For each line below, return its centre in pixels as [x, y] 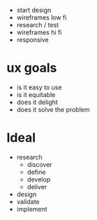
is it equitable [36, 94]
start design [34, 10]
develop [39, 179]
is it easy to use [39, 87]
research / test [38, 25]
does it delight [37, 102]
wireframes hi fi [39, 32]
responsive [33, 40]
